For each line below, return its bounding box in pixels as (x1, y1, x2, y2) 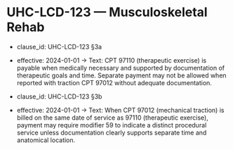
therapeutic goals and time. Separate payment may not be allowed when (16, 71, 227, 80)
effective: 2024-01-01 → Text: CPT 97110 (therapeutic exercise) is (16, 56, 207, 64)
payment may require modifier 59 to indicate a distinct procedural (16, 120, 207, 129)
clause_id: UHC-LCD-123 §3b (16, 92, 102, 101)
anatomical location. (16, 135, 76, 144)
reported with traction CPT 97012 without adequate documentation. (16, 78, 212, 87)
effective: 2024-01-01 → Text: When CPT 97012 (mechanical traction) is (16, 106, 225, 114)
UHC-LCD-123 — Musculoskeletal (6, 4, 208, 20)
